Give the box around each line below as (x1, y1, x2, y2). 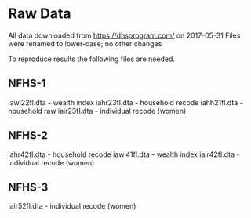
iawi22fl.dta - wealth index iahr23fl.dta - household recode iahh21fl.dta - (8, 97, 243, 107)
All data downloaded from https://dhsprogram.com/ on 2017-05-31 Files (8, 31, 241, 40)
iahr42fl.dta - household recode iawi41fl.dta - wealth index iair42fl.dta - (8, 150, 240, 159)
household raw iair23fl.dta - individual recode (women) (8, 106, 187, 115)
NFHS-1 (8, 77, 46, 90)
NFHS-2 (8, 129, 49, 142)
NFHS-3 (8, 180, 49, 194)
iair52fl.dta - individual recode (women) (8, 202, 136, 211)
